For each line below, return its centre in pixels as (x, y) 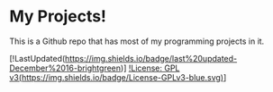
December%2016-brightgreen (65, 68)
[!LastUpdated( (37, 58)
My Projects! (58, 17)
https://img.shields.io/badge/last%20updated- (151, 58)
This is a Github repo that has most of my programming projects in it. (137, 41)
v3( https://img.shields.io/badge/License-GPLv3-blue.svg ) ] (118, 77)
